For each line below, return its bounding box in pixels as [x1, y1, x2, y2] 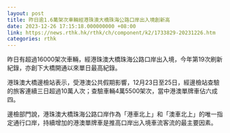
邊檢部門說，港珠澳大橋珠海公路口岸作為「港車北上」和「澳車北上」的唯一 [7, 110, 217, 119]
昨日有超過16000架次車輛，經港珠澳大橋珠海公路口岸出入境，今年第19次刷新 [7, 56, 223, 64]
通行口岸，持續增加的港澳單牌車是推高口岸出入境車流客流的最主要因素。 [12, 119, 217, 127]
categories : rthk [7, 36, 57, 43]
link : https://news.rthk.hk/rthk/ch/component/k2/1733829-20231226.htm [7, 29, 216, 36]
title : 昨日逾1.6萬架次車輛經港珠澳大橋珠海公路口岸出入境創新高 [7, 16, 170, 23]
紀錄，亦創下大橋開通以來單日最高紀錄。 [7, 64, 121, 72]
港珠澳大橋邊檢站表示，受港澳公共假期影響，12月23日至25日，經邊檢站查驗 [7, 78, 220, 86]
